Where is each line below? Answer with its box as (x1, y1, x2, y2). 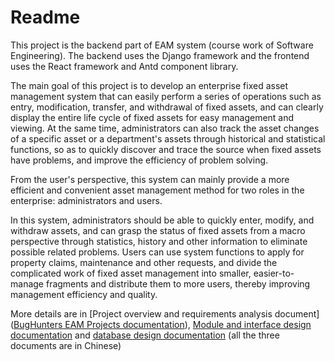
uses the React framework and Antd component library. (10, 60, 239, 72)
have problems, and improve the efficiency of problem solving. (10, 154, 269, 166)
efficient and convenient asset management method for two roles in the (10, 184, 305, 196)
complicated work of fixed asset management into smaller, (10, 267, 252, 279)
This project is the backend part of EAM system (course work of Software (10, 39, 314, 51)
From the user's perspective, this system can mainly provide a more (10, 173, 290, 185)
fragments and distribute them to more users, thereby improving (45, 277, 311, 290)
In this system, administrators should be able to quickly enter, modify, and (10, 214, 315, 226)
